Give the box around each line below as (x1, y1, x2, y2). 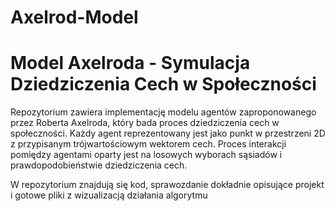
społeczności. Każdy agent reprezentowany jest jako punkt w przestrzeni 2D (10, 127, 326, 140)
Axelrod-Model (10, 6, 139, 29)
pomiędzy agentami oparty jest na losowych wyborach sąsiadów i (10, 149, 283, 161)
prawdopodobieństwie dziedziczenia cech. (10, 159, 188, 171)
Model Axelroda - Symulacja (10, 52, 251, 75)
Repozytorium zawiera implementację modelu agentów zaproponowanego (10, 106, 317, 118)
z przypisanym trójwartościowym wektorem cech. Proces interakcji (10, 138, 287, 150)
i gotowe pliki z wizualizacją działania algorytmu (10, 189, 208, 201)
